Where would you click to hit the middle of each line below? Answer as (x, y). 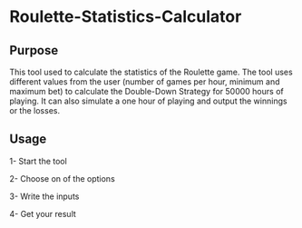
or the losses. (35, 110)
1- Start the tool (39, 161)
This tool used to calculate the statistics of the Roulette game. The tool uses (151, 72)
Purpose (34, 50)
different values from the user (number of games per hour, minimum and (145, 82)
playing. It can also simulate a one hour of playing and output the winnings (148, 101)
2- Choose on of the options (62, 178)
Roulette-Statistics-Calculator (126, 17)
